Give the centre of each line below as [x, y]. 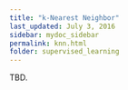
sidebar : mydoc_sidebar [54, 35]
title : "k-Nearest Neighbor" [64, 18]
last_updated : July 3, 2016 [63, 26]
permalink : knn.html [49, 43]
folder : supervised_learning [64, 52]
